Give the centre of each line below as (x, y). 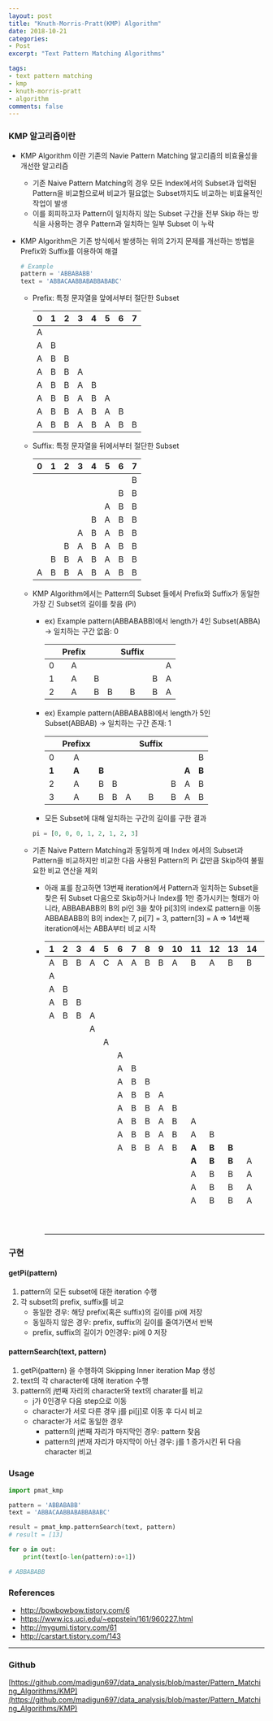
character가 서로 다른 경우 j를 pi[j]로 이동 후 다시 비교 (117, 1411)
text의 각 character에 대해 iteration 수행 (84, 1381)
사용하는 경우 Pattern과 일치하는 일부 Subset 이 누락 (131, 224)
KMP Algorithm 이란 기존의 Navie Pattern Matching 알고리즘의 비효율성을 (139, 155)
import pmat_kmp (36, 1490)
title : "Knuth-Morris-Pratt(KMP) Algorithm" (85, 24)
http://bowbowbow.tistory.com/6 (75, 1610)
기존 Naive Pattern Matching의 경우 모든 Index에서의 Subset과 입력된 (145, 183)
